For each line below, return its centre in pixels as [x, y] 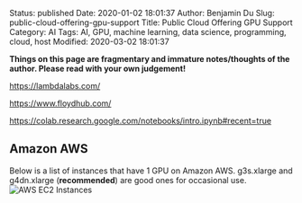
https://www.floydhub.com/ [60, 103]
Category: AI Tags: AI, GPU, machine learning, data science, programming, [148, 32]
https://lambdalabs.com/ [55, 86]
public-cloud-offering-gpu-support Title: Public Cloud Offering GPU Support [151, 22]
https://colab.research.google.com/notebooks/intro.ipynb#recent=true [141, 121]
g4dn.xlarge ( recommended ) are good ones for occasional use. [128, 180]
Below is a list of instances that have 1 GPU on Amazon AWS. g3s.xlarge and [151, 171]
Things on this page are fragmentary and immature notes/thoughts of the [150, 59]
